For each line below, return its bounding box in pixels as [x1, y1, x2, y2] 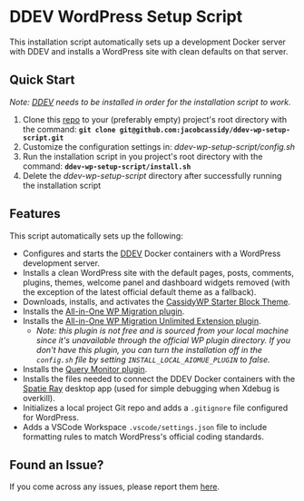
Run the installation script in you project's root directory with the [22, 151, 263, 162]
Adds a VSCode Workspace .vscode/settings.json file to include [22, 421, 268, 432]
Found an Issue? [9, 457, 104, 473]
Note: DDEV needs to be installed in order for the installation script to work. [9, 96, 292, 107]
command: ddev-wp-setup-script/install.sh [22, 161, 191, 172]
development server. [22, 257, 100, 269]
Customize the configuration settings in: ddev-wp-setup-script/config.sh [22, 141, 296, 152]
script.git [22, 133, 64, 142]
